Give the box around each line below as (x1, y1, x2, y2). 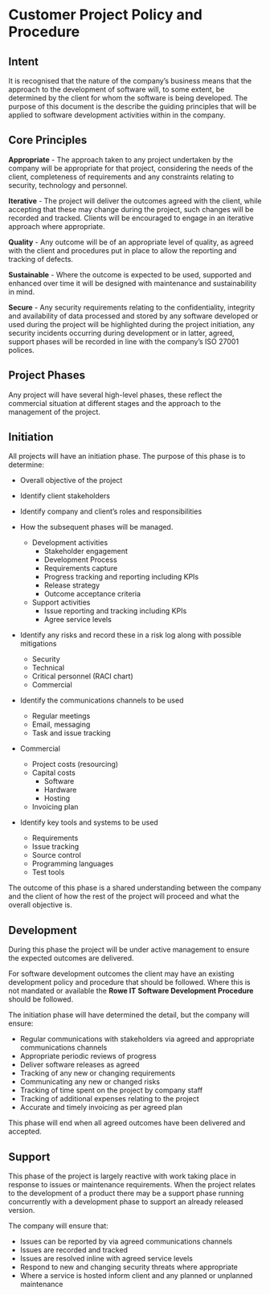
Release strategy (43, 580, 100, 590)
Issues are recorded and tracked (19, 1245, 129, 1255)
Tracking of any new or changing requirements (19, 1068, 175, 1078)
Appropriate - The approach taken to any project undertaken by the (8, 154, 234, 164)
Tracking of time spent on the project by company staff (19, 1085, 203, 1095)
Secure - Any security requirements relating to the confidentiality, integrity (8, 302, 256, 312)
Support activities (31, 597, 91, 608)
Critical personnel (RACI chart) (31, 671, 134, 681)
